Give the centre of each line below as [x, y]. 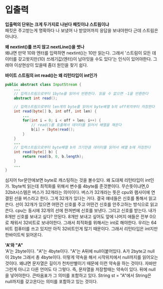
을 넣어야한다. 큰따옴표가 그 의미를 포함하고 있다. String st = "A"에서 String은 [78, 275]
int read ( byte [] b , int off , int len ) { [55, 111]
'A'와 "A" [14, 245]
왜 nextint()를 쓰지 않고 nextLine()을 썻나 [45, 47]
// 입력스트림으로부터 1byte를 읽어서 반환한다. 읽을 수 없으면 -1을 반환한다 [81, 93]
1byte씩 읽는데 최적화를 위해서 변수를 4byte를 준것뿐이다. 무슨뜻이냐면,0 [80, 186]
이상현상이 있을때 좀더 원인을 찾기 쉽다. [51, 65]
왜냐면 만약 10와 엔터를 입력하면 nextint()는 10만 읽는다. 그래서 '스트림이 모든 [78, 53]
